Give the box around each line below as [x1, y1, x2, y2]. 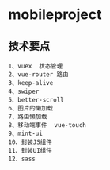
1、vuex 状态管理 [8, 62, 63, 70]
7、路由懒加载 [8, 113, 47, 121]
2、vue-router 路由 [8, 71, 69, 79]
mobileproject [8, 6, 102, 24]
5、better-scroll [8, 96, 65, 104]
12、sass [8, 155, 36, 163]
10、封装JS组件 [8, 138, 53, 146]
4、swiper [8, 87, 40, 95]
